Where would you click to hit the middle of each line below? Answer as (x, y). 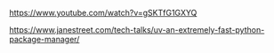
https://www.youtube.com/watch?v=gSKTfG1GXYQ (103, 13)
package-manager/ (44, 39)
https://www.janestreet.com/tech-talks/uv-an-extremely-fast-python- (137, 30)
